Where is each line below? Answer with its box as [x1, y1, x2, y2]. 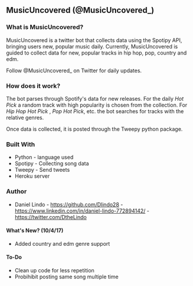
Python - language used [14, 154, 74, 161]
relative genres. [6, 114, 44, 121]
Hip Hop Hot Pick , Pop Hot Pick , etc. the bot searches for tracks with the [6, 107, 184, 115]
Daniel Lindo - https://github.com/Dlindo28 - [14, 201, 123, 208]
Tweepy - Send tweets [14, 166, 70, 173]
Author [6, 187, 27, 195]
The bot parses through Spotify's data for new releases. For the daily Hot [6, 95, 184, 102]
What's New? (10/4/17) [6, 227, 64, 234]
